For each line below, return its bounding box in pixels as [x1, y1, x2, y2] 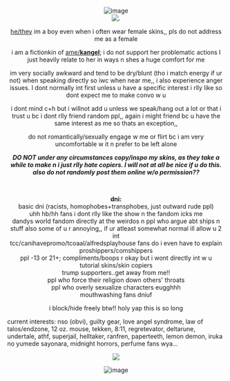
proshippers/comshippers [79, 247, 153, 254]
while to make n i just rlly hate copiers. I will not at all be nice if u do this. [10, 161, 222, 169]
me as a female [94, 35, 138, 43]
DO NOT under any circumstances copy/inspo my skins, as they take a [12, 153, 220, 161]
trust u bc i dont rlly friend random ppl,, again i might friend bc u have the [11, 112, 221, 120]
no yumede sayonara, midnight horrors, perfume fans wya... [7, 339, 178, 348]
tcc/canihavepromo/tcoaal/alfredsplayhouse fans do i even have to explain [10, 239, 222, 247]
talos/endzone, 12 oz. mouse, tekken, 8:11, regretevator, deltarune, [7, 325, 195, 333]
